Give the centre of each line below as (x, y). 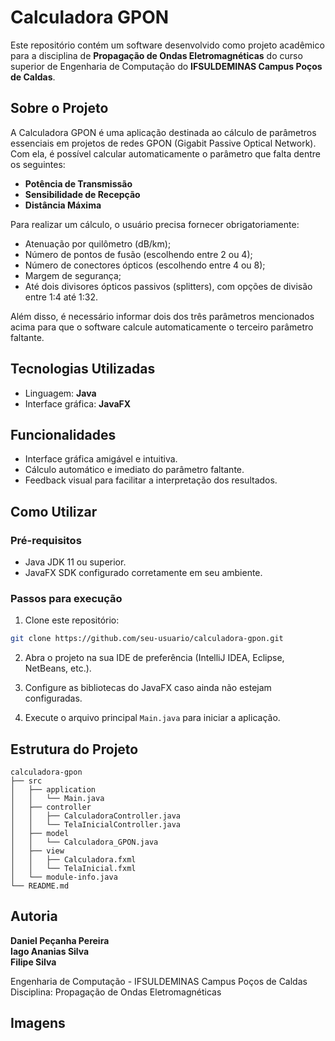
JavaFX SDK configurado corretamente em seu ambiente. (143, 573)
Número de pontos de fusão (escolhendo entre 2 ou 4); (138, 254)
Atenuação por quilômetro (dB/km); (98, 243)
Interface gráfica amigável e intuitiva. (101, 459)
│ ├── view (37, 851)
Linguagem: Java (60, 393)
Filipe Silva (33, 962)
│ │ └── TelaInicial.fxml (73, 869)
